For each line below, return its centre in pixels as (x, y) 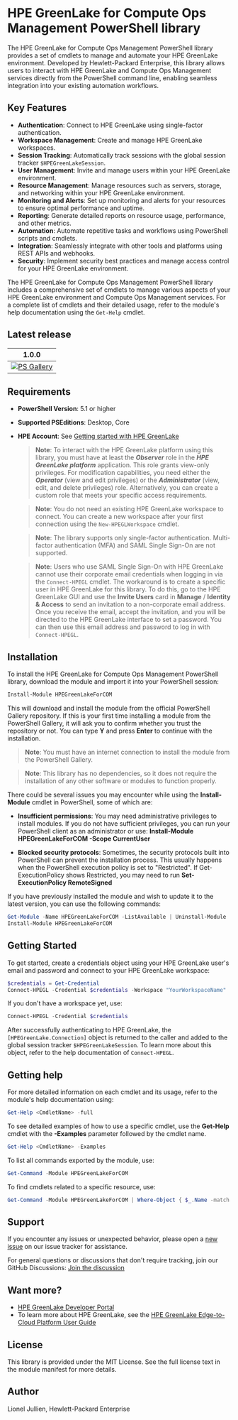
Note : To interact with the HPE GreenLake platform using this (124, 450)
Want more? (35, 1290)
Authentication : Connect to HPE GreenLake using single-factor (110, 125)
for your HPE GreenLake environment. (73, 268)
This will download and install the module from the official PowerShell (109, 709)
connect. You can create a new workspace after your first (119, 517)
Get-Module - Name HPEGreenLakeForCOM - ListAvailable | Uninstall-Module (117, 917)
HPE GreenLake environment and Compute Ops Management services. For (117, 297)
